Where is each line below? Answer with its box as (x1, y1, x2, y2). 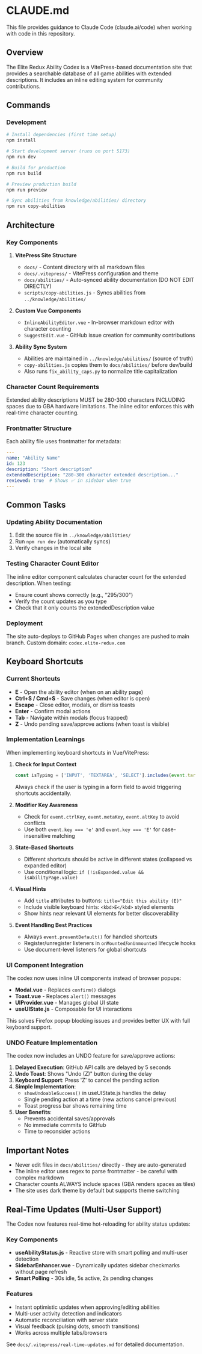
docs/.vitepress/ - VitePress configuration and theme (23, 269, 159, 277)
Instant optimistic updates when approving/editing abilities (14, 1303, 161, 1311)
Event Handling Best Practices (14, 921, 93, 928)
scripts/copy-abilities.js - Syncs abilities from (23, 289, 146, 296)
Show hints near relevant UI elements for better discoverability (23, 909, 179, 917)
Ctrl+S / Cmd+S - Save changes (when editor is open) (14, 694, 150, 702)
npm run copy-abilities (6, 203, 66, 210)
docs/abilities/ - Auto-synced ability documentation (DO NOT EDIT (23, 276, 194, 283)
